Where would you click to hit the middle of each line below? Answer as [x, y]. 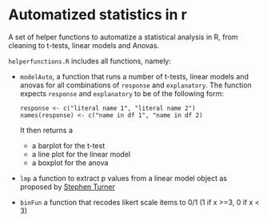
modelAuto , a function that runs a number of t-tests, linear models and [134, 76]
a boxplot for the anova [70, 163]
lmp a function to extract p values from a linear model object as [124, 178]
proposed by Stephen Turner [68, 187]
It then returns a [46, 130]
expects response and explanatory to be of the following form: [122, 93]
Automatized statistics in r [98, 15]
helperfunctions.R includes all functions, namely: [90, 61]
